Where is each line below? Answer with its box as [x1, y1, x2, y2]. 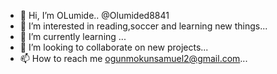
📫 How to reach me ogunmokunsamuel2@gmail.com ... [19, 53, 248, 64]
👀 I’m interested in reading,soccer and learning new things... [19, 20, 268, 32]
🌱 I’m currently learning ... [19, 31, 127, 42]
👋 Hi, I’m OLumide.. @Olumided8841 [19, 10, 170, 21]
